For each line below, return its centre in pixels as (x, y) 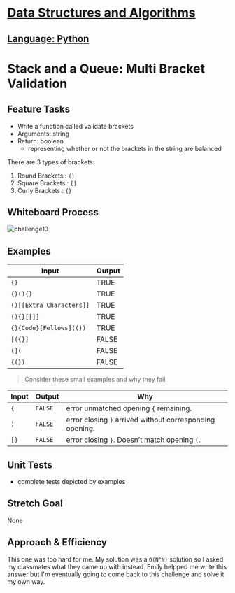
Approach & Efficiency (57, 542)
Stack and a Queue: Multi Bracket (106, 69)
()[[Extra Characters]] (50, 305)
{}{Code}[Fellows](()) (48, 328)
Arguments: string (43, 134)
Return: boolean (41, 141)
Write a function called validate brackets (76, 126)
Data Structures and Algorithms (101, 13)
